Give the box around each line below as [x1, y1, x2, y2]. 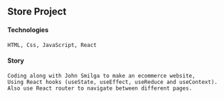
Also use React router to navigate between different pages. [7, 85, 193, 92]
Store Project [7, 6, 67, 18]
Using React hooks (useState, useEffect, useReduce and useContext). [7, 78, 218, 85]
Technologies [7, 25, 49, 34]
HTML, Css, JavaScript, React [7, 41, 97, 48]
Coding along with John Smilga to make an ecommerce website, [7, 72, 196, 79]
